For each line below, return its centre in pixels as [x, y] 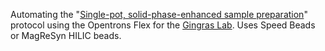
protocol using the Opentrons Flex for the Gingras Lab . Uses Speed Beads [163, 25]
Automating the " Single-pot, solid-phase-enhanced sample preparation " [159, 14]
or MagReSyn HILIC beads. [66, 35]
